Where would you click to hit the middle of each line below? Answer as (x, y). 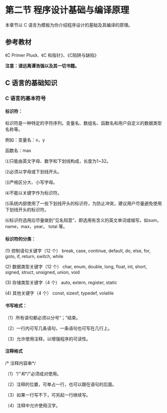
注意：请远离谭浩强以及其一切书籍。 (42, 66)
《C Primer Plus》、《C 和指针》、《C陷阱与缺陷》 (52, 55)
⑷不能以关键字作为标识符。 (34, 193)
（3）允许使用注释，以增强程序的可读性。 (48, 339)
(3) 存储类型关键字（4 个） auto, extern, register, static (61, 282)
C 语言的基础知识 (31, 83)
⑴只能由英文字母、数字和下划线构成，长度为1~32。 (58, 161)
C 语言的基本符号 (26, 99)
